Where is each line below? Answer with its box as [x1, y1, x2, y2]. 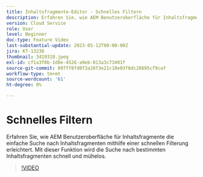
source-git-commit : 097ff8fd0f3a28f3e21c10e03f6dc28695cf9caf [6, 65, 166, 71]
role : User [6, 25, 34, 32]
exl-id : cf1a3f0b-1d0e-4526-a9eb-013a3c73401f [6, 59, 126, 65]
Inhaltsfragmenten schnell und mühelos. [6, 152, 107, 159]
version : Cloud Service [6, 20, 66, 26]
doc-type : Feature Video [6, 37, 69, 43]
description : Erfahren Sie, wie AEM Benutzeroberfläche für [6, 14, 161, 21]
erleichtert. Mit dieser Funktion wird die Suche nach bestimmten [6, 146, 166, 153]
